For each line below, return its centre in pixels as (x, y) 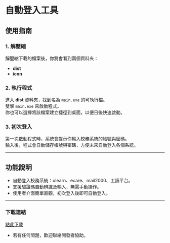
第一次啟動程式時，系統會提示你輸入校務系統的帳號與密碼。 (67, 139)
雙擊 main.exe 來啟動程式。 (33, 106)
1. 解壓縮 (16, 46)
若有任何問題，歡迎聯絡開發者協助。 (50, 235)
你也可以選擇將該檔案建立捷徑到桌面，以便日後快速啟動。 (65, 112)
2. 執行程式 (19, 88)
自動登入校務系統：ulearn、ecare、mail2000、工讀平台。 (73, 181)
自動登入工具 (32, 10)
